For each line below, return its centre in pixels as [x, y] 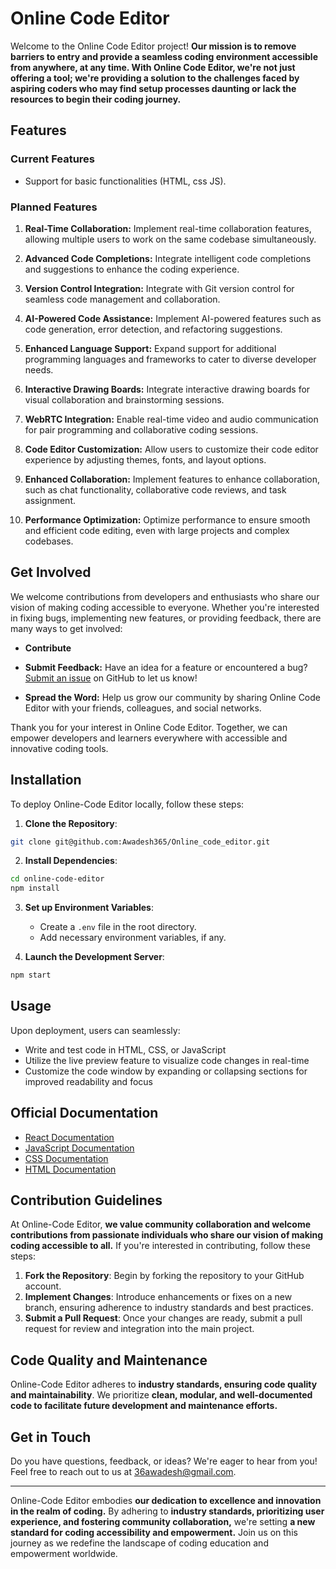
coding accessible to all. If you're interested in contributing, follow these [161, 1246]
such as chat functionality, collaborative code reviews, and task [155, 489]
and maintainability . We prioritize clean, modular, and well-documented [161, 1395]
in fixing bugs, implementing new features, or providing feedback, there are [166, 618]
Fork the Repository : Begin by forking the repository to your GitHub [164, 1276]
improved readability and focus [88, 1081]
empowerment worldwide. [64, 1554]
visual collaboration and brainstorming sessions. [124, 399]
